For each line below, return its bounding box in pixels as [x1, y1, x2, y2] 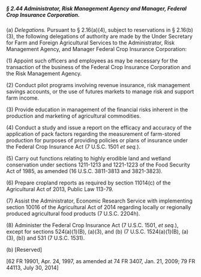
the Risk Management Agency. [6, 70, 82, 77]
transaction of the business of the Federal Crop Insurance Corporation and [6, 63, 191, 70]
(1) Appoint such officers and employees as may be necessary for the [6, 57, 178, 64]
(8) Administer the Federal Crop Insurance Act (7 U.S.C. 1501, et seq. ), [6, 221, 179, 228]
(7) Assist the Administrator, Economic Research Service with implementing [6, 197, 193, 204]
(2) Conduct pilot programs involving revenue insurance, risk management [6, 81, 190, 88]
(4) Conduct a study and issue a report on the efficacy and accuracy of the [6, 124, 192, 131]
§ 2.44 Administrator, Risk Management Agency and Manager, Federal [6, 5, 187, 12]
